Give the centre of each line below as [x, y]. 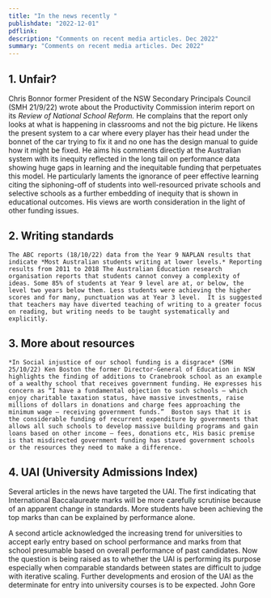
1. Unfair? [32, 79]
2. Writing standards [61, 236]
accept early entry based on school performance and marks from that [125, 542]
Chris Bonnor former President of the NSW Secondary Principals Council [129, 98]
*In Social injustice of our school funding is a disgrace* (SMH [121, 362]
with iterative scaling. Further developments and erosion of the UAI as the [131, 576]
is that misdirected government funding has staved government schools [131, 440]
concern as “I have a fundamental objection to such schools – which [128, 390]
